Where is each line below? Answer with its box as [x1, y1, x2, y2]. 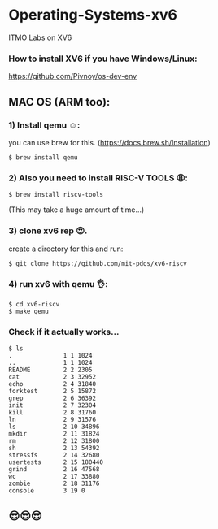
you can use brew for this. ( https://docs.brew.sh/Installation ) [8, 137, 211, 147]
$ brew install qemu [8, 153, 79, 162]
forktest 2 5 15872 [8, 388, 96, 396]
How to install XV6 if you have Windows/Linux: [8, 53, 198, 64]
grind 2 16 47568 [8, 466, 100, 474]
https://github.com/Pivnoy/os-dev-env [8, 72, 137, 81]
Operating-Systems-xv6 [8, 6, 177, 24]
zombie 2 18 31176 [8, 479, 100, 488]
